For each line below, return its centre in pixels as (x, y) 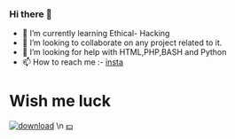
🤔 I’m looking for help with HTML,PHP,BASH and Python (124, 52)
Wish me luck (60, 101)
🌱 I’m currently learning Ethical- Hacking (96, 34)
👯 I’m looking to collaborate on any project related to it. (122, 42)
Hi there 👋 (31, 14)
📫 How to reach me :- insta (73, 62)
